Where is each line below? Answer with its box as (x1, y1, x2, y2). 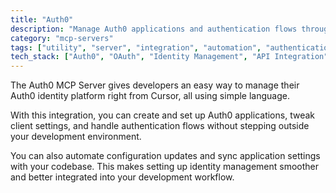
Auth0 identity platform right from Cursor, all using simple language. (10, 90, 291, 102)
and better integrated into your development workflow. (10, 171, 235, 183)
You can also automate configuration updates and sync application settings (10, 150, 321, 162)
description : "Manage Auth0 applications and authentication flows (10, 24, 298, 34)
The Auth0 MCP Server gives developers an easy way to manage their (10, 79, 300, 91)
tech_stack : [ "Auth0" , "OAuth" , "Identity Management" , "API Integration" (10, 52, 329, 62)
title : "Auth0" (10, 14, 74, 25)
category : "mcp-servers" (10, 33, 114, 43)
